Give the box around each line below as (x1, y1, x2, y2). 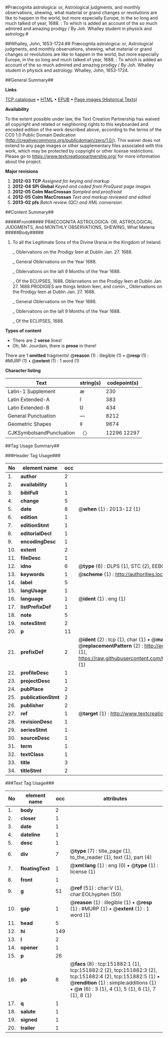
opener (20, 944, 38, 951)
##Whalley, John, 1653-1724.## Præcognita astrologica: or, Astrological (5, 41, 153, 47)
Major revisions (5, 168, 38, 174)
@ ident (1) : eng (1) (78, 595, 126, 602)
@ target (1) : (78, 710, 109, 717)
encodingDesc (20, 538, 56, 545)
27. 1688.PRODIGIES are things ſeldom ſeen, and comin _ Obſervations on (12, 284, 162, 289)
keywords (20, 571, 45, 578)
